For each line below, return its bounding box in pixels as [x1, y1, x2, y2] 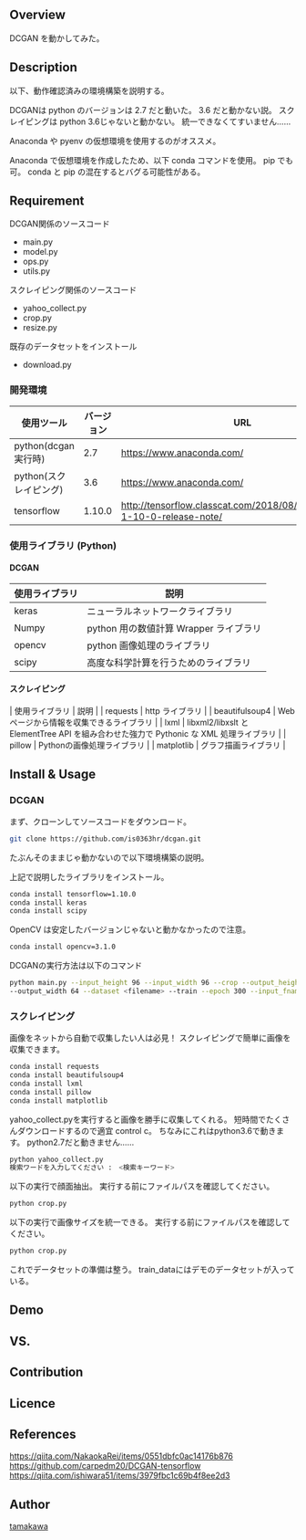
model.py [22, 246, 58, 257]
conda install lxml [9, 1079, 84, 1088]
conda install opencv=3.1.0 [9, 942, 117, 952]
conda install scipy [9, 906, 88, 916]
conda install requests [9, 1063, 100, 1072]
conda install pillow [9, 1087, 92, 1096]
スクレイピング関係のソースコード [9, 285, 138, 296]
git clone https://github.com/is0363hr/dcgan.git [9, 834, 202, 843]
